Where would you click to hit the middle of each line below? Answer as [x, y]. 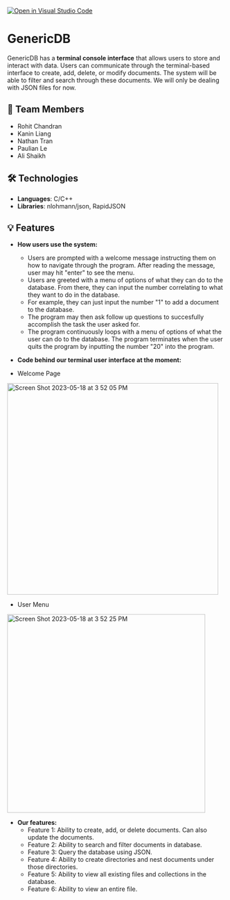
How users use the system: [57, 245]
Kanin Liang [34, 133]
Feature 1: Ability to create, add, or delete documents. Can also [117, 830]
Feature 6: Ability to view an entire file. [82, 889]
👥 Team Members [46, 109]
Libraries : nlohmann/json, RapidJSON [71, 206]
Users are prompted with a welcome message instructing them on [122, 258]
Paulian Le [32, 148]
